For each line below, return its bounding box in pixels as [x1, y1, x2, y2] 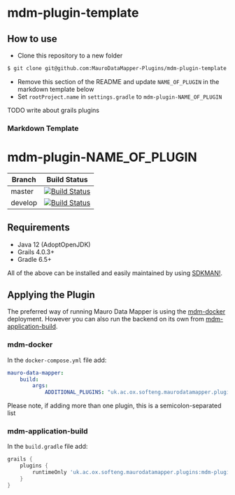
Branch [11, 174, 36, 184]
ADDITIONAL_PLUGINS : [44, 389, 105, 396]
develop [10, 197, 38, 207]
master [10, 186, 34, 196]
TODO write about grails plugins [7, 106, 100, 114]
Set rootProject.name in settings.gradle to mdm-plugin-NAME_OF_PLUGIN [17, 92, 222, 101]
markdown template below [17, 85, 94, 93]
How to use [7, 33, 57, 45]
